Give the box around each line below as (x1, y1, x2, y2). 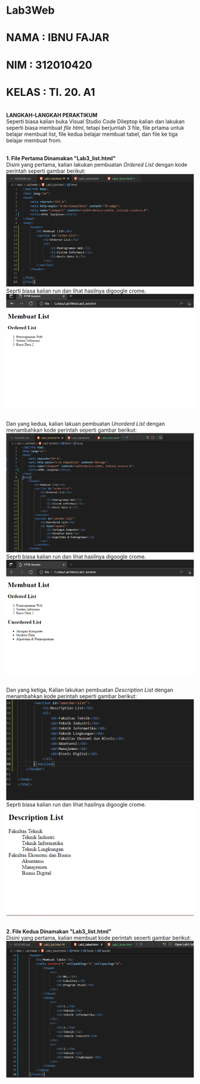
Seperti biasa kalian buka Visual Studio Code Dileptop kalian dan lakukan (6, 117, 185, 125)
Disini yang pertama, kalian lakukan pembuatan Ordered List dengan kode (6, 161, 187, 168)
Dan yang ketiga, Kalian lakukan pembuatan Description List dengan (6, 686, 174, 693)
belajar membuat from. (6, 136, 62, 144)
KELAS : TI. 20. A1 (6, 85, 95, 99)
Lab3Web (6, 4, 55, 17)
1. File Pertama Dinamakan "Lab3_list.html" (6, 154, 116, 161)
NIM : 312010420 (6, 58, 92, 71)
